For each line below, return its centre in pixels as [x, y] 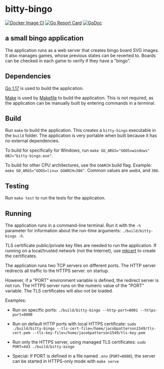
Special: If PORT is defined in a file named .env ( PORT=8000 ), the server [84, 356]
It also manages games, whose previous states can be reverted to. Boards [81, 55]
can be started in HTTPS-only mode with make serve [66, 361]
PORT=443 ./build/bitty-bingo [43, 347]
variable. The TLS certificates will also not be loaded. [59, 291]
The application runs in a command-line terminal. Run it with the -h [73, 225]
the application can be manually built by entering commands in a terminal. [80, 103]
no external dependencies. [32, 141]
